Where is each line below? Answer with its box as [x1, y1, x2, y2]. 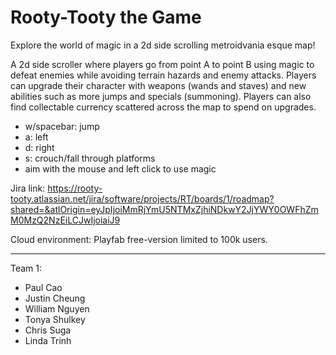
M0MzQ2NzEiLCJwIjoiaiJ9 [10, 214, 121, 226]
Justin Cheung [24, 292, 86, 304]
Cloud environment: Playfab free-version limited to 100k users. [10, 233, 268, 245]
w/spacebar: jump [24, 120, 100, 132]
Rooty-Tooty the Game [10, 6, 202, 29]
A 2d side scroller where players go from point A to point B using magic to [10, 58, 315, 70]
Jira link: [10, 182, 46, 194]
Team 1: [10, 262, 43, 274]
